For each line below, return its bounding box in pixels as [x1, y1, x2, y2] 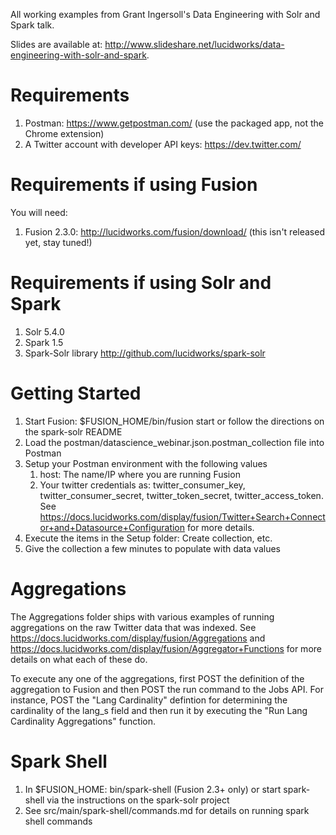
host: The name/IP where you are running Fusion [39, 468, 241, 480]
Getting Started [10, 382, 142, 404]
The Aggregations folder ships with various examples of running [10, 610, 275, 623]
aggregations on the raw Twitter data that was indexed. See [10, 621, 257, 633]
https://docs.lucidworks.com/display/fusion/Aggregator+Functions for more [10, 642, 322, 654]
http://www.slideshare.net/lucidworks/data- [104, 39, 285, 50]
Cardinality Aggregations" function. [10, 715, 157, 727]
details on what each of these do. [10, 653, 148, 665]
